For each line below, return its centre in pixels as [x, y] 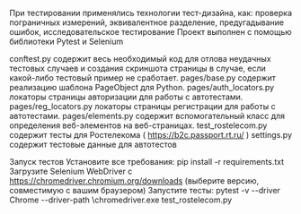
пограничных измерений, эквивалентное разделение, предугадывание [147, 22]
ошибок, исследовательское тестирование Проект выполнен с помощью [150, 32]
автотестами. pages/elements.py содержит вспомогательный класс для [147, 116]
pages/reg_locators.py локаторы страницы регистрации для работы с [142, 106]
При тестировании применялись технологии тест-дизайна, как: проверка [151, 13]
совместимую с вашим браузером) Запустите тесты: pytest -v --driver [145, 190]
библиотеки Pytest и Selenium [66, 41]
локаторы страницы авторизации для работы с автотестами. [126, 97]
